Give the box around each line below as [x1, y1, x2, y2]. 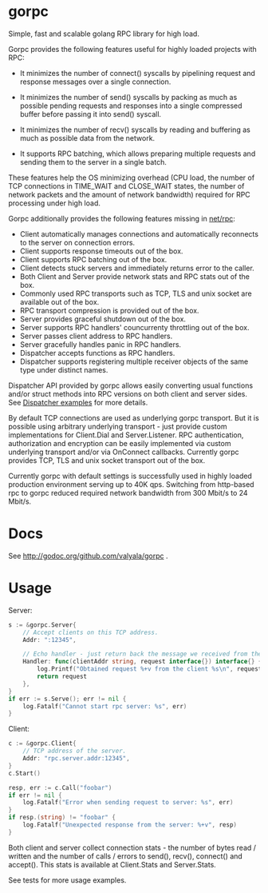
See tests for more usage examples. [8, 875, 127, 885]
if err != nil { [8, 791, 62, 799]
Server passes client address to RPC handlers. [19, 331, 173, 341]
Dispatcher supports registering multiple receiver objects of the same [19, 357, 249, 366]
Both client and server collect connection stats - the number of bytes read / [8, 843, 257, 852]
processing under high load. [8, 198, 101, 208]
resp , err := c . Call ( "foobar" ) [8, 783, 112, 791]
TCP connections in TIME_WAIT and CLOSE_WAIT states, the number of [8, 181, 245, 190]
